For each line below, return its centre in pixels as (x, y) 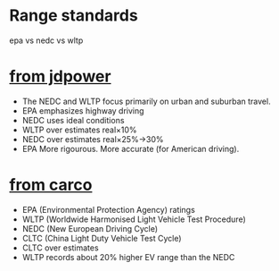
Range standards (74, 16)
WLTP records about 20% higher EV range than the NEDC (128, 257)
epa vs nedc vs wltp (46, 40)
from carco (51, 185)
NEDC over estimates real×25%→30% (93, 139)
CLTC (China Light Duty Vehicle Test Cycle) (102, 238)
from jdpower (60, 76)
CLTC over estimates (61, 248)
